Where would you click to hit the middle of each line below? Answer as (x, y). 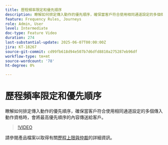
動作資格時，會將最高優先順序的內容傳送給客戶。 (55, 117)
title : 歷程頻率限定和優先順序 (33, 10)
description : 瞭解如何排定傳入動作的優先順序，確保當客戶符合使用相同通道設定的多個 (83, 14)
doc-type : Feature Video (31, 33)
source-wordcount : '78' (30, 61)
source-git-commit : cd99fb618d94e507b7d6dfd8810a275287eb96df (71, 51)
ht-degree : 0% (20, 65)
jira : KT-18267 (21, 47)
